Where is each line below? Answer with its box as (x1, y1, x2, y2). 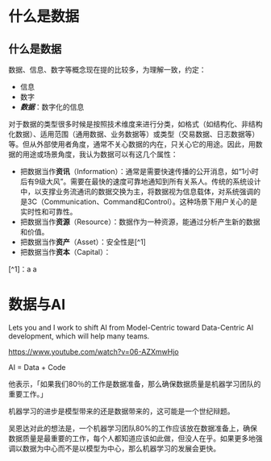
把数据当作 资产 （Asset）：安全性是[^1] (19, 237, 147, 247)
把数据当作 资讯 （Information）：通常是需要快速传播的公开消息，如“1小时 (19, 167, 260, 176)
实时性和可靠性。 (19, 207, 77, 216)
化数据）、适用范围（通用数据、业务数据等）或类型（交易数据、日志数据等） (8, 130, 260, 139)
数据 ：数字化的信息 (19, 102, 85, 111)
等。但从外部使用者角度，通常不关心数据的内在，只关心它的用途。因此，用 (8, 139, 256, 149)
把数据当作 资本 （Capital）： (19, 247, 111, 256)
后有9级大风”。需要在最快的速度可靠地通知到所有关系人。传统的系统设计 (19, 177, 261, 186)
